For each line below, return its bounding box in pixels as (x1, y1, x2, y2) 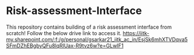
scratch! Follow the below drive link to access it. (6, 29, 122, 36)
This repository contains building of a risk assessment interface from (6, 23, 172, 30)
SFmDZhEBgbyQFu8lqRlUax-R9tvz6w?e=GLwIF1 (6, 42, 124, 49)
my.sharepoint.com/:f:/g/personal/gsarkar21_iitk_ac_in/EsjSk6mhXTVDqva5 (6, 36, 188, 43)
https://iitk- (122, 29, 150, 36)
